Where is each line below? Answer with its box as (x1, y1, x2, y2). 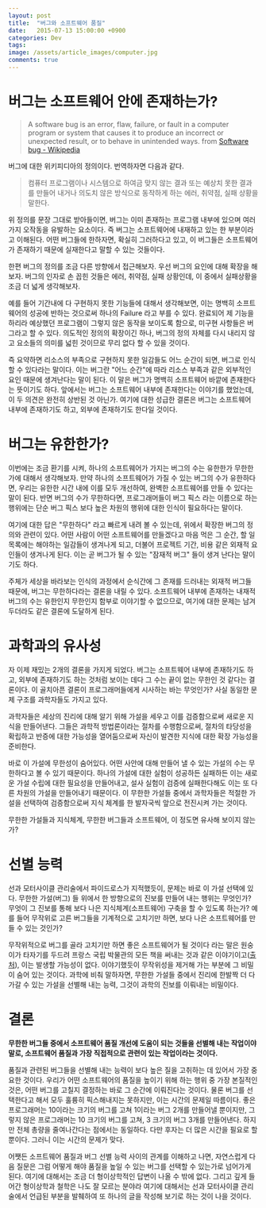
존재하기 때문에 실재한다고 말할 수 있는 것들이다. (16, 244, 165, 254)
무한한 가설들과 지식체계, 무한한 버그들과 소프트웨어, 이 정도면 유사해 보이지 (8, 815, 241, 824)
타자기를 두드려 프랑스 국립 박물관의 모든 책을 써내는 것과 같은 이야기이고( (22, 950, 250, 959)
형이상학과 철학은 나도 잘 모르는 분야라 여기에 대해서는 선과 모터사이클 (22, 1181, 240, 1191)
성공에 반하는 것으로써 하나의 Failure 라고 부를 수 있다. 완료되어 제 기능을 (29, 308, 254, 318)
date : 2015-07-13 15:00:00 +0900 (8, 26, 126, 34)
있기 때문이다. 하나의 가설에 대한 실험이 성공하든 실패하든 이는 (52, 768, 244, 777)
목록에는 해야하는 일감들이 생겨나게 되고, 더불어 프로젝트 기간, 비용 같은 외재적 (8, 540, 250, 549)
